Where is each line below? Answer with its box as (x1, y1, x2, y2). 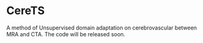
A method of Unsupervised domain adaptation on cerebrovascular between (6, 24, 197, 31)
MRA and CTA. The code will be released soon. (6, 30, 126, 37)
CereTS (6, 4, 45, 18)
